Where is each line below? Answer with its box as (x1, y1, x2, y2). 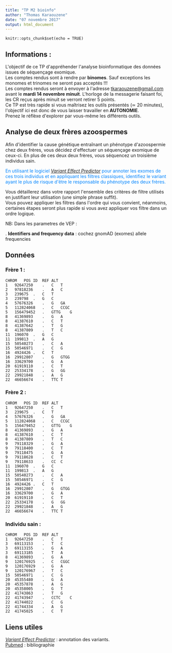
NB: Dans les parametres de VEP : (5, 220, 78, 226)
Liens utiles (5, 623, 43, 631)
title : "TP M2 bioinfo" (5, 7, 56, 13)
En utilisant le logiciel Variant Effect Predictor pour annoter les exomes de (5, 168, 161, 174)
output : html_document (5, 22, 54, 27)
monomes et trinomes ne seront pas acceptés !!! (5, 80, 108, 86)
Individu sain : (5, 520, 41, 527)
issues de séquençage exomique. (5, 69, 77, 75)
